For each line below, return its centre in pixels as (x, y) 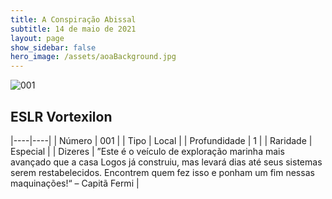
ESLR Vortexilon (61, 116)
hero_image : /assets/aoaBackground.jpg (93, 57)
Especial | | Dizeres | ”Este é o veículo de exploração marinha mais (147, 151)
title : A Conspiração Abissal (73, 19)
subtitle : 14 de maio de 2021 (73, 29)
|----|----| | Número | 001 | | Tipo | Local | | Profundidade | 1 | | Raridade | (161, 140)
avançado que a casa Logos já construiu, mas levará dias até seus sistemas (166, 162)
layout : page (37, 38)
